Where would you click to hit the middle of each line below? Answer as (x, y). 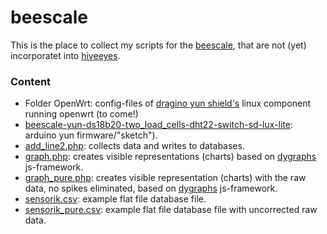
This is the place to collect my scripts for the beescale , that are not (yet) (158, 45)
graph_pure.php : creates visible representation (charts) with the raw (165, 178)
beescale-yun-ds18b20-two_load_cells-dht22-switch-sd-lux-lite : (158, 125)
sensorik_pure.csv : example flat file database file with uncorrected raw (171, 210)
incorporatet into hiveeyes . (65, 55)
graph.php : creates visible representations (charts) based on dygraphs (170, 157)
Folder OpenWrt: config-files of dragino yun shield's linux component (168, 103)
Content (31, 81)
